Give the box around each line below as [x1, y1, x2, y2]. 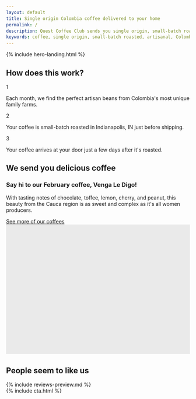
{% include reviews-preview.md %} [6, 381, 92, 388]
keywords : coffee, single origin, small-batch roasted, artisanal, [6, 34, 174, 40]
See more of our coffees [6, 218, 65, 225]
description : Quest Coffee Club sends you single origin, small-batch [6, 28, 181, 34]
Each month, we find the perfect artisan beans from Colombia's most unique [6, 94, 190, 102]
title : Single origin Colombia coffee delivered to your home [6, 15, 160, 22]
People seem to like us [6, 366, 89, 376]
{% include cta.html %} [6, 387, 62, 394]
